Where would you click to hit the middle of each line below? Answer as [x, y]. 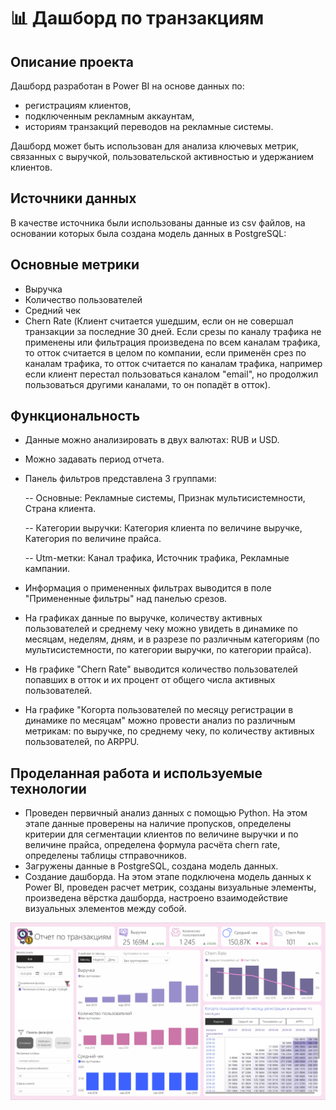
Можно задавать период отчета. [94, 459]
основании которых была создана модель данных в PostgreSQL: [148, 233]
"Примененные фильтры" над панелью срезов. [126, 599]
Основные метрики [75, 265]
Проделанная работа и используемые [136, 773]
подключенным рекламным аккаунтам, [109, 116]
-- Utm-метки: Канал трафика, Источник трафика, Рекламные [157, 558]
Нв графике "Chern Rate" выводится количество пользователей [161, 669]
